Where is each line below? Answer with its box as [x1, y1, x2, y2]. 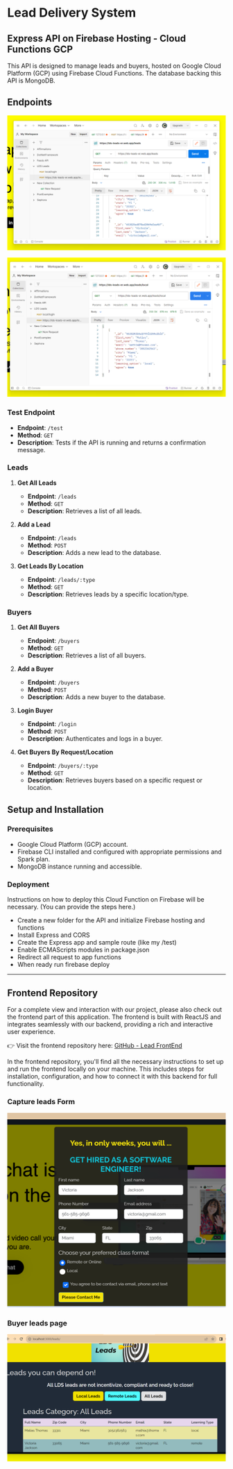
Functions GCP [7, 43, 74, 55]
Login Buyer [17, 706, 53, 715]
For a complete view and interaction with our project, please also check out [7, 1005, 223, 1013]
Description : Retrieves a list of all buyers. [27, 651, 146, 660]
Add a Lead [17, 520, 51, 529]
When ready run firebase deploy [17, 961, 110, 969]
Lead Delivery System [7, 5, 137, 21]
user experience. [7, 1027, 55, 1036]
